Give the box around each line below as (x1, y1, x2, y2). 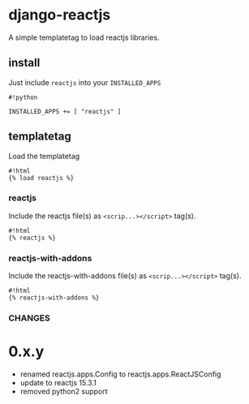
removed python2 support (19, 387, 108, 397)
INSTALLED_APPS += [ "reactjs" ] (8, 107, 122, 115)
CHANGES (8, 312, 50, 324)
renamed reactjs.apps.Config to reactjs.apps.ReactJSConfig (19, 369, 221, 379)
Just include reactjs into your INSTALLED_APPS (8, 77, 161, 87)
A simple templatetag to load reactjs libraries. (8, 32, 160, 42)
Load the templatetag (8, 151, 80, 161)
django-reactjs (8, 6, 111, 24)
